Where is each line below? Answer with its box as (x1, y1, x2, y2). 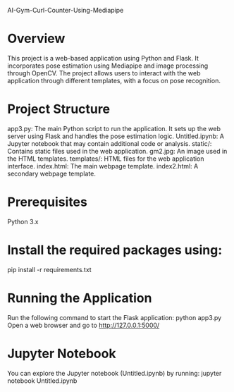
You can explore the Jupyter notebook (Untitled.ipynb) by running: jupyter (7, 369, 222, 377)
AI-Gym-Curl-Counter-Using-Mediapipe (7, 6, 124, 14)
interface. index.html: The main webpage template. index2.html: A (7, 161, 199, 170)
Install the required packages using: (7, 243, 223, 258)
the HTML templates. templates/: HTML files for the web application (7, 154, 204, 163)
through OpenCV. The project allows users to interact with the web (7, 68, 201, 77)
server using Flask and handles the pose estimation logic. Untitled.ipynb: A (7, 132, 224, 140)
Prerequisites (7, 194, 88, 210)
